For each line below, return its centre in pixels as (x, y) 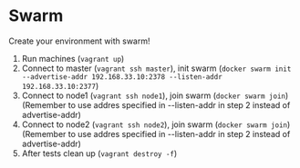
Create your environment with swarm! (79, 41)
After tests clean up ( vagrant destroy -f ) (99, 153)
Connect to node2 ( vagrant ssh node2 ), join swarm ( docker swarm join (155, 124)
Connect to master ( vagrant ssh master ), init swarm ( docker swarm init (156, 68)
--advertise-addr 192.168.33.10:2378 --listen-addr (122, 77)
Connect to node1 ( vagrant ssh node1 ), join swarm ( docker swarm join (154, 95)
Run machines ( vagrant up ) (73, 58)
